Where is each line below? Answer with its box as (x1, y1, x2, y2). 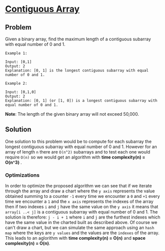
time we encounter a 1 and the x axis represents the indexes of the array (5, 198, 154, 205)
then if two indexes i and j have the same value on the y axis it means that (5, 204, 159, 210)
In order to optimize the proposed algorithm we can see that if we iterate (5, 183, 152, 189)
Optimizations (5, 171, 40, 178)
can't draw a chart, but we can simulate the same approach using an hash (5, 225, 154, 231)
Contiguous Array (5, 3, 80, 15)
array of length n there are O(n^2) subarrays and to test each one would (5, 149, 150, 155)
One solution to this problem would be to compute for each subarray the (5, 138, 152, 144)
